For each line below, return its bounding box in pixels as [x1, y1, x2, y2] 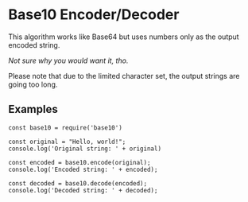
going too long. [8, 80, 58, 89]
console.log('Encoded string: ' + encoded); [8, 165, 158, 173]
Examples [8, 103, 58, 116]
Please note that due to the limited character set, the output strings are [8, 71, 240, 80]
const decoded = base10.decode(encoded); [8, 179, 148, 188]
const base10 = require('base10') [8, 123, 123, 132]
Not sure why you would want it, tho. [8, 56, 129, 65]
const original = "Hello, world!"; [8, 138, 126, 146]
